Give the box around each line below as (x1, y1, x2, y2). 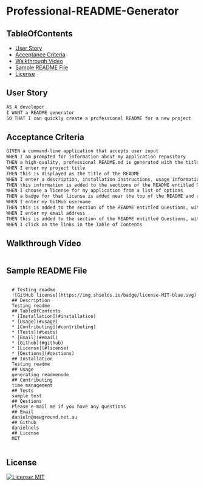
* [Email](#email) (12, 335, 59, 341)
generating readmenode (12, 372, 69, 378)
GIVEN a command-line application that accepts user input (6, 148, 159, 154)
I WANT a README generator (6, 109, 75, 116)
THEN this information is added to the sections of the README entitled (6, 182, 194, 188)
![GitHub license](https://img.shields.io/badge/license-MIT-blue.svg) (12, 292, 197, 299)
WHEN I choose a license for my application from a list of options (6, 187, 183, 194)
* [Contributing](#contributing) (12, 324, 97, 330)
